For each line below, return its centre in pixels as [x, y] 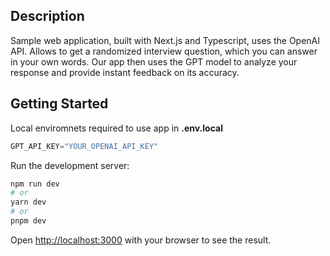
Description [47, 16]
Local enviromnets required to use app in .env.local [116, 128]
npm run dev [35, 184]
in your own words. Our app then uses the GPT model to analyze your [154, 61]
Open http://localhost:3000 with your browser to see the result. [141, 240]
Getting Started [59, 104]
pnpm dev [28, 221]
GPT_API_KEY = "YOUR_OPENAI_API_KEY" [84, 146]
